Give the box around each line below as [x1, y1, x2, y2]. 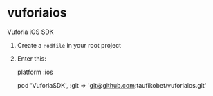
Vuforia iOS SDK [7, 28, 54, 36]
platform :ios [17, 68, 53, 76]
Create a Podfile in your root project [17, 41, 122, 49]
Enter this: [17, 54, 46, 63]
